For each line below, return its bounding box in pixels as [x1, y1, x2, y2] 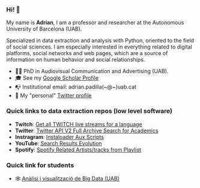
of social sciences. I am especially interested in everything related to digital [6, 43, 192, 50]
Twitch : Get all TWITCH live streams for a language [14, 120, 142, 128]
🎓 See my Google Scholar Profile [14, 74, 99, 81]
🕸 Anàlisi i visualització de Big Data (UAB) [14, 175, 120, 182]
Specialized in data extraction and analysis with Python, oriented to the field [6, 37, 194, 44]
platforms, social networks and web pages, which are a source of [6, 50, 168, 57]
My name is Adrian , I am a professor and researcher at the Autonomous [6, 19, 184, 26]
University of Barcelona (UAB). [6, 25, 82, 32]
